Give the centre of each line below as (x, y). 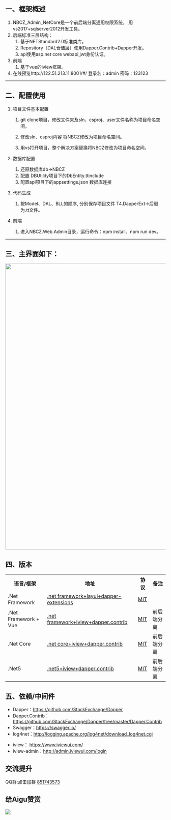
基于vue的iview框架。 (43, 67)
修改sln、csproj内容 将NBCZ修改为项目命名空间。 (72, 137)
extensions (60, 603)
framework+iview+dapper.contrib (87, 622)
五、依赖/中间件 (30, 696)
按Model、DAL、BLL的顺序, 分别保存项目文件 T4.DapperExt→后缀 (89, 203)
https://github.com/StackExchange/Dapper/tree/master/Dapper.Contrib (87, 722)
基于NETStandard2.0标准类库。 (53, 41)
